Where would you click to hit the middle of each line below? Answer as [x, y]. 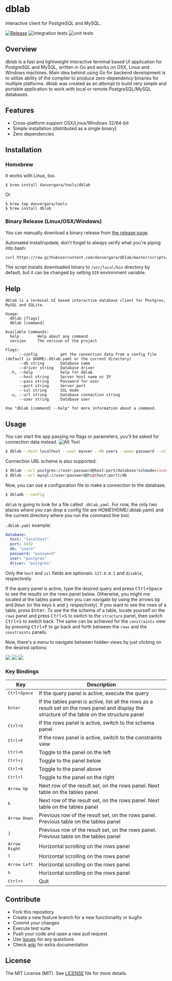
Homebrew [19, 164]
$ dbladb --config [25, 494]
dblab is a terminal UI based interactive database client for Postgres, [86, 301]
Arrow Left [20, 865]
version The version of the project [53, 341]
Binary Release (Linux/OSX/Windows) [54, 221]
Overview [21, 49]
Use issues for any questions [43, 939]
